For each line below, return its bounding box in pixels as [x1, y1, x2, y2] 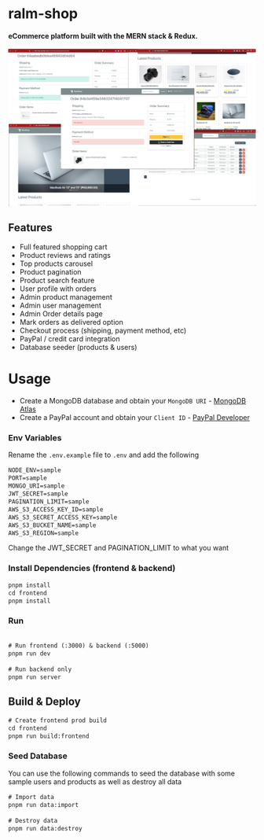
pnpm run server [8, 673, 61, 681]
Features [8, 221, 53, 234]
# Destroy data [8, 816, 58, 824]
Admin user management [19, 300, 102, 310]
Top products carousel [19, 259, 93, 268]
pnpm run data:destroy [8, 824, 82, 832]
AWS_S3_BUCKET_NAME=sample [8, 521, 97, 529]
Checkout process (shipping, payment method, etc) [19, 326, 187, 335]
